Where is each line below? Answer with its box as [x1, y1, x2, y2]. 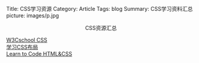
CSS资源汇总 [85, 25, 117, 31]
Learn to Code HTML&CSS [6, 50, 73, 57]
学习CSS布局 [6, 44, 38, 50]
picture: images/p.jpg [6, 12, 59, 19]
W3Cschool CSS [6, 37, 47, 43]
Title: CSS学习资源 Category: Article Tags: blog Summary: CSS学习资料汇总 [6, 5, 194, 12]
